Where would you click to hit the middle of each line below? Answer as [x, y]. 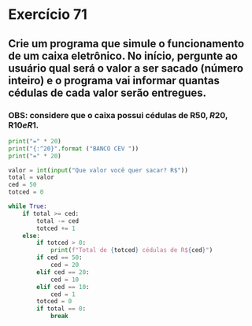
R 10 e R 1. [24, 125]
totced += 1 [56, 228]
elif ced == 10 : [63, 287]
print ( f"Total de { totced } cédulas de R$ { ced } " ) [132, 250]
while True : [28, 206]
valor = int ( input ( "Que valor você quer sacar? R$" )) [98, 170]
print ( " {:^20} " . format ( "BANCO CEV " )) [74, 148]
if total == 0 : [61, 309]
